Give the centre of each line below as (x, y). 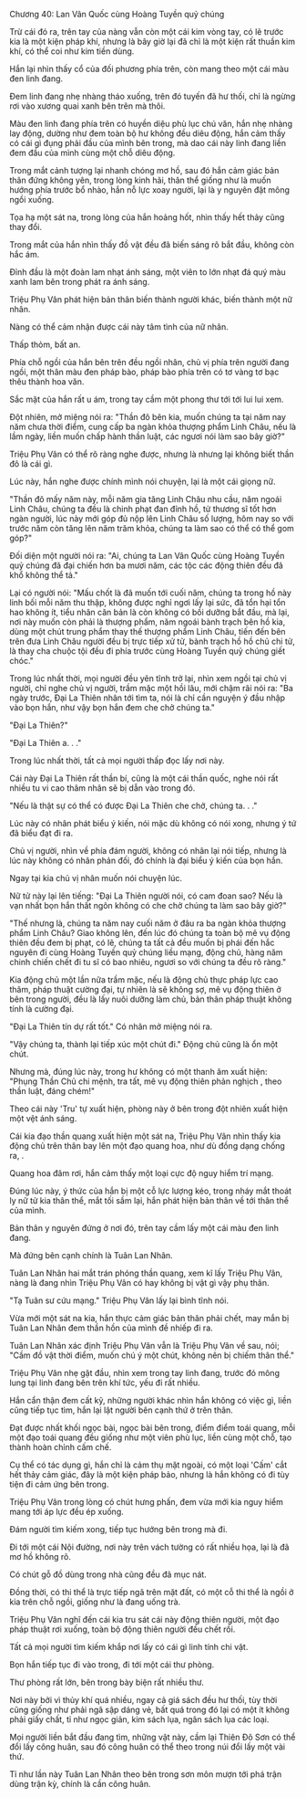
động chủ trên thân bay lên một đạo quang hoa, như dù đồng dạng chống (147, 1146)
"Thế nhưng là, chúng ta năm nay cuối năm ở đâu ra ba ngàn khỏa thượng (148, 923)
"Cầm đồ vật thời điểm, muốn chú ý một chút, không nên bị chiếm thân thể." (152, 1355)
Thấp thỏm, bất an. (45, 344)
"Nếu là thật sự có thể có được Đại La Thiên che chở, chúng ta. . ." (133, 805)
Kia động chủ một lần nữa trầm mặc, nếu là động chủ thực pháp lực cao (144, 980)
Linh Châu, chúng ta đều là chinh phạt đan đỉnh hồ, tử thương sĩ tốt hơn (143, 509)
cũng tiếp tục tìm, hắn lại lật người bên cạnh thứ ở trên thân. (122, 1410)
